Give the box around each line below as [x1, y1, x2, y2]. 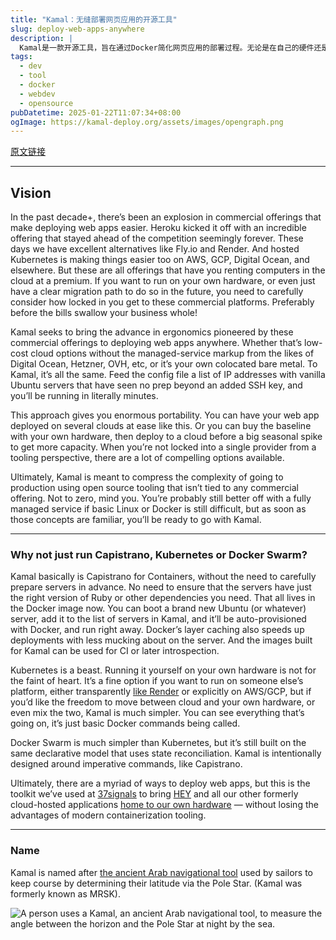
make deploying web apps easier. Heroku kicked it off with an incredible [10, 222, 307, 234]
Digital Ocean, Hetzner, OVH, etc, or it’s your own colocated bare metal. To [10, 358, 318, 370]
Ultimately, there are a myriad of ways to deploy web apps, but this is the [10, 777, 311, 790]
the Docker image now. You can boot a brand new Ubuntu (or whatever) [10, 602, 307, 615]
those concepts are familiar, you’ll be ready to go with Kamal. [10, 514, 262, 526]
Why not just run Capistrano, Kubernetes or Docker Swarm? [10, 547, 308, 561]
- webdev [19, 89, 56, 99]
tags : [10, 52, 33, 62]
